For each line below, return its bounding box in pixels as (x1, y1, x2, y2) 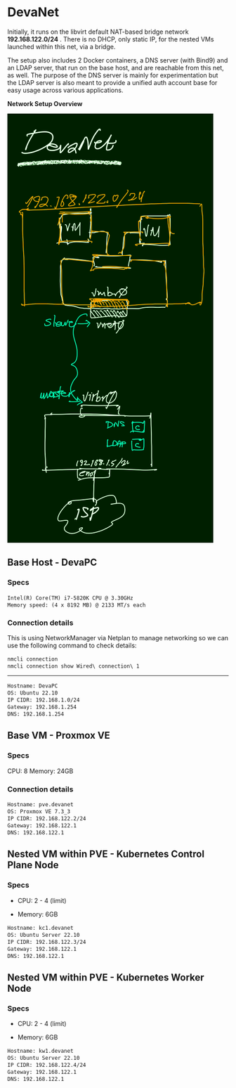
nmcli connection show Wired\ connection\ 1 (7, 662, 140, 670)
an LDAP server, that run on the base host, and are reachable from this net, (7, 63, 225, 72)
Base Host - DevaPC (7, 557, 98, 569)
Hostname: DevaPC (7, 682, 58, 689)
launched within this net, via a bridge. (7, 42, 116, 51)
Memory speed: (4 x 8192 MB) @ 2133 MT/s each (7, 602, 146, 609)
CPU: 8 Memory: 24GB (7, 767, 74, 775)
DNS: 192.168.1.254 (7, 711, 65, 718)
